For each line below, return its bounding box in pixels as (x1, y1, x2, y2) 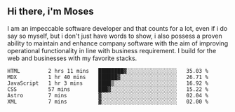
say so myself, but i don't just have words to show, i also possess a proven (7, 31, 222, 40)
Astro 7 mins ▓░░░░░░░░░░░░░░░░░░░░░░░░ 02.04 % (7, 92, 209, 99)
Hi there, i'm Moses (7, 6, 94, 17)
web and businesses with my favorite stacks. (7, 54, 137, 62)
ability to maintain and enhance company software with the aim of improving (7, 38, 229, 48)
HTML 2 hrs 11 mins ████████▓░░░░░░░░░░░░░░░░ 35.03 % (7, 67, 209, 74)
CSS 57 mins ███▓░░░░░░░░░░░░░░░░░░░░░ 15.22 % (7, 85, 209, 93)
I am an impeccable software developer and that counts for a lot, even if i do (7, 24, 228, 32)
